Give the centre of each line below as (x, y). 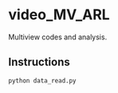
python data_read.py (43, 81)
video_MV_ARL (59, 15)
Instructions (39, 62)
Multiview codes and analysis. (58, 37)
